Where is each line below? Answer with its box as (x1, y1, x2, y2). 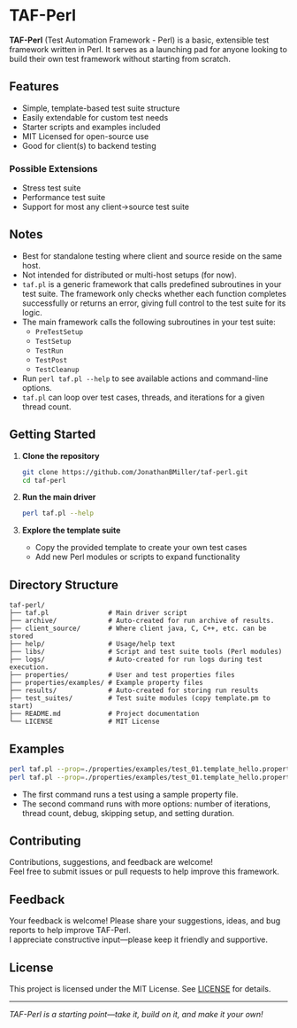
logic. (21, 307, 42, 317)
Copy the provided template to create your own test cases (34, 542, 247, 553)
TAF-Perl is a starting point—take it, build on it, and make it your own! (9, 1009, 263, 1020)
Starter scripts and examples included (21, 121, 161, 132)
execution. (9, 663, 49, 672)
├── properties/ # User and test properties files (9, 671, 236, 680)
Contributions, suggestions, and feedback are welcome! (9, 857, 214, 868)
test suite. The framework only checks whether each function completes (21, 288, 287, 299)
